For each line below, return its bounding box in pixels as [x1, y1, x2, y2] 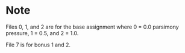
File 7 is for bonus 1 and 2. [5, 41, 71, 48]
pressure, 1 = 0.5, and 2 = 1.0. [5, 29, 79, 36]
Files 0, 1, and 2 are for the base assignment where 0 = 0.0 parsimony [5, 23, 179, 30]
